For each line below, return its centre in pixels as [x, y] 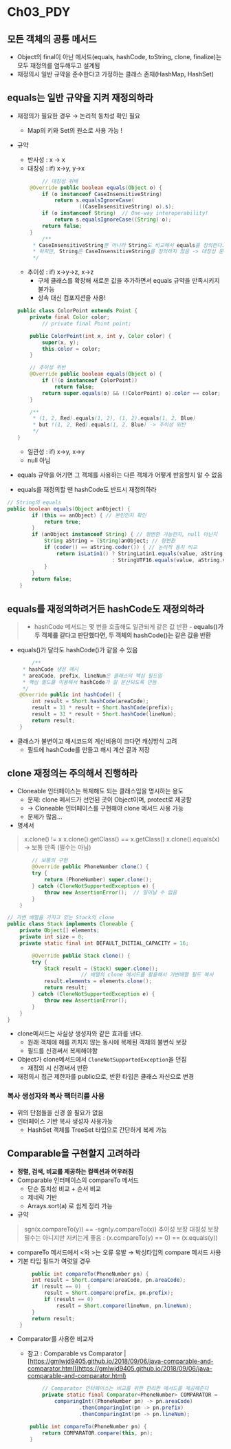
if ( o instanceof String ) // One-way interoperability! [125, 213]
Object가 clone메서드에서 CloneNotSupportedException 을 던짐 [102, 1060]
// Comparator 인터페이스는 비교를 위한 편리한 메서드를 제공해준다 [125, 1388]
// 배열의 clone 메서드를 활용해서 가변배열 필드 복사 [147, 975]
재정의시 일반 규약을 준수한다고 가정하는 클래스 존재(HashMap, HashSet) [115, 74]
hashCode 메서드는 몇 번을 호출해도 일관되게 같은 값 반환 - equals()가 [129, 626]
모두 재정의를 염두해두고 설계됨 [58, 65]
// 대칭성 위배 [60, 181]
